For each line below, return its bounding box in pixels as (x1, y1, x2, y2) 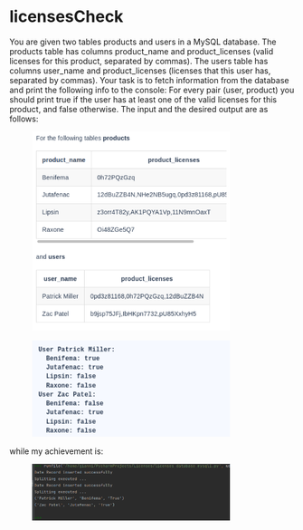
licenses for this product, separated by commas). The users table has (9, 55, 269, 66)
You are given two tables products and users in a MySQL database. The (9, 36, 277, 47)
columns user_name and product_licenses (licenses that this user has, (9, 65, 271, 76)
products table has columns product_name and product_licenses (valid (9, 45, 274, 56)
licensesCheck (9, 6, 124, 27)
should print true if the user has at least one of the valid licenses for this (9, 93, 278, 105)
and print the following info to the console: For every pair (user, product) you (9, 84, 295, 95)
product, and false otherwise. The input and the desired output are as (9, 103, 269, 114)
